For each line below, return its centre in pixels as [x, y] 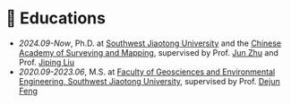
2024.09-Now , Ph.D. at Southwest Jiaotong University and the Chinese [150, 43]
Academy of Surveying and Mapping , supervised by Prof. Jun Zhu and [148, 52]
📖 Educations [56, 18]
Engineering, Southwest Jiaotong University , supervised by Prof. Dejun [149, 81]
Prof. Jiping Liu [47, 62]
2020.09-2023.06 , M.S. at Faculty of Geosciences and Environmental [147, 72]
